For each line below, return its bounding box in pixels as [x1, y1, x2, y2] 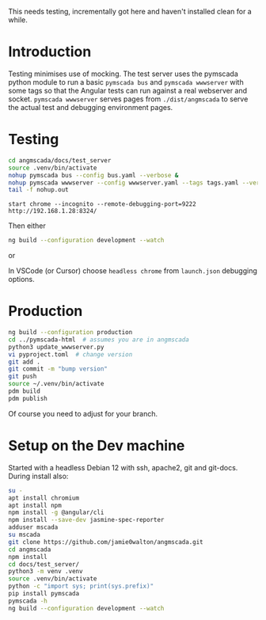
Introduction [8, 43, 92, 61]
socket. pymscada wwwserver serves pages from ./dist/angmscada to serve [8, 94, 249, 104]
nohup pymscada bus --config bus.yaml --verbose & [8, 171, 179, 179]
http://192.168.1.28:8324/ [8, 207, 97, 215]
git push [8, 372, 37, 381]
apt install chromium [8, 494, 80, 502]
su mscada [8, 531, 41, 538]
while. [8, 15, 28, 25]
